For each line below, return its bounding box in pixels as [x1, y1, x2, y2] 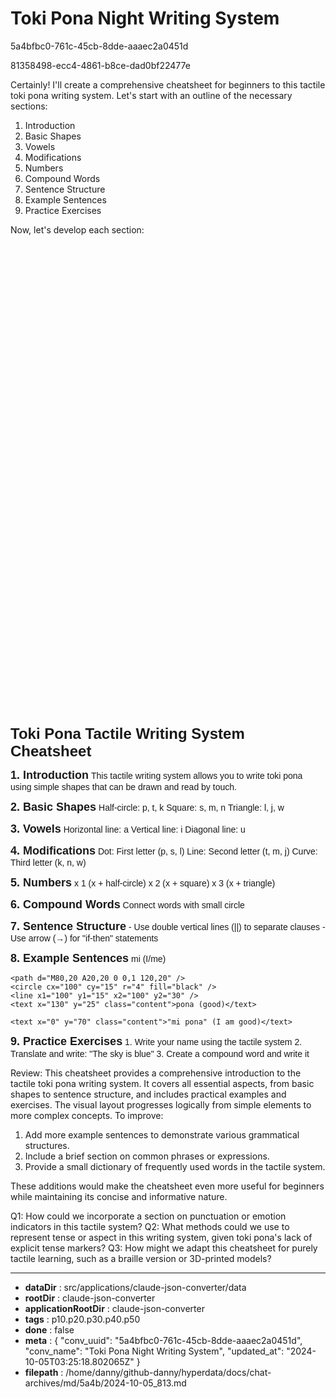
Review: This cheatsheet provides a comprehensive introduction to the [10, 1067, 302, 1079]
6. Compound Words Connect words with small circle [10, 897, 245, 911]
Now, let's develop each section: [10, 223, 145, 236]
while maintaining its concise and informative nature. [10, 1190, 228, 1202]
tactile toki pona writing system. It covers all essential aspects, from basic [10, 1077, 315, 1089]
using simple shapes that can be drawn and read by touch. [10, 781, 237, 792]
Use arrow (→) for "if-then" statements [10, 932, 159, 944]
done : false [24, 1323, 75, 1336]
